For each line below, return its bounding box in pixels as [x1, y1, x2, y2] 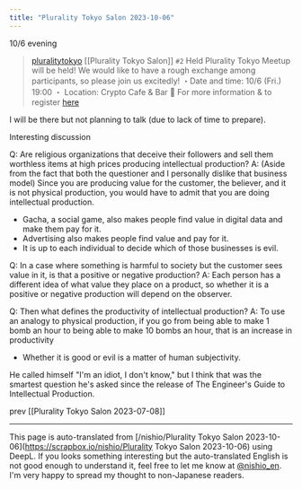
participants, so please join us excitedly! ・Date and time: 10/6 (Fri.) [31, 75, 281, 86]
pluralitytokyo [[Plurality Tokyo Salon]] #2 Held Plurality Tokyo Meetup [31, 55, 290, 65]
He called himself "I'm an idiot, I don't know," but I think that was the [9, 369, 262, 380]
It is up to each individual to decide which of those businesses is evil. [22, 242, 279, 253]
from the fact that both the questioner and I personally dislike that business [9, 168, 288, 179]
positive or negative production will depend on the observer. [9, 288, 233, 299]
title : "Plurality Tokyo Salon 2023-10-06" [9, 13, 175, 22]
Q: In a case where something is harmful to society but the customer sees [9, 259, 283, 270]
